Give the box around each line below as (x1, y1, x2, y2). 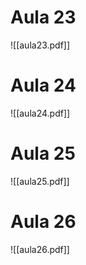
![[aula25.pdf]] (10, 175, 70, 187)
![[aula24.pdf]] (10, 107, 71, 119)
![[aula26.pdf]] (10, 243, 70, 255)
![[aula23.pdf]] (10, 39, 71, 51)
